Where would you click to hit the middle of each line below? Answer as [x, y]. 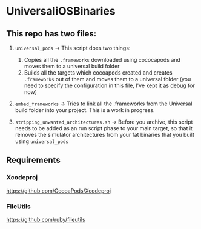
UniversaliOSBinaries [61, 11]
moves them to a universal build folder [72, 66]
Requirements [33, 160]
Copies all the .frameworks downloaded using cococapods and [102, 60]
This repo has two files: [51, 34]
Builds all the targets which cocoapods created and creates [98, 73]
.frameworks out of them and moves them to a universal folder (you [107, 79]
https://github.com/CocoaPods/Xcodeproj [58, 191]
